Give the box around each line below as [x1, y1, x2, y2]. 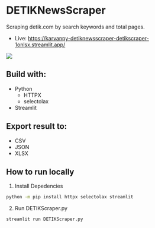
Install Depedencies [14, 182, 63, 190]
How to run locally [6, 167, 75, 177]
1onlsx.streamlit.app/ [14, 41, 66, 48]
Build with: [6, 69, 46, 80]
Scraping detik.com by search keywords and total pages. [6, 23, 145, 30]
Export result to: [6, 121, 67, 131]
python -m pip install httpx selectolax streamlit [6, 194, 134, 200]
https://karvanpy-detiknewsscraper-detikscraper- [27, 34, 150, 42]
